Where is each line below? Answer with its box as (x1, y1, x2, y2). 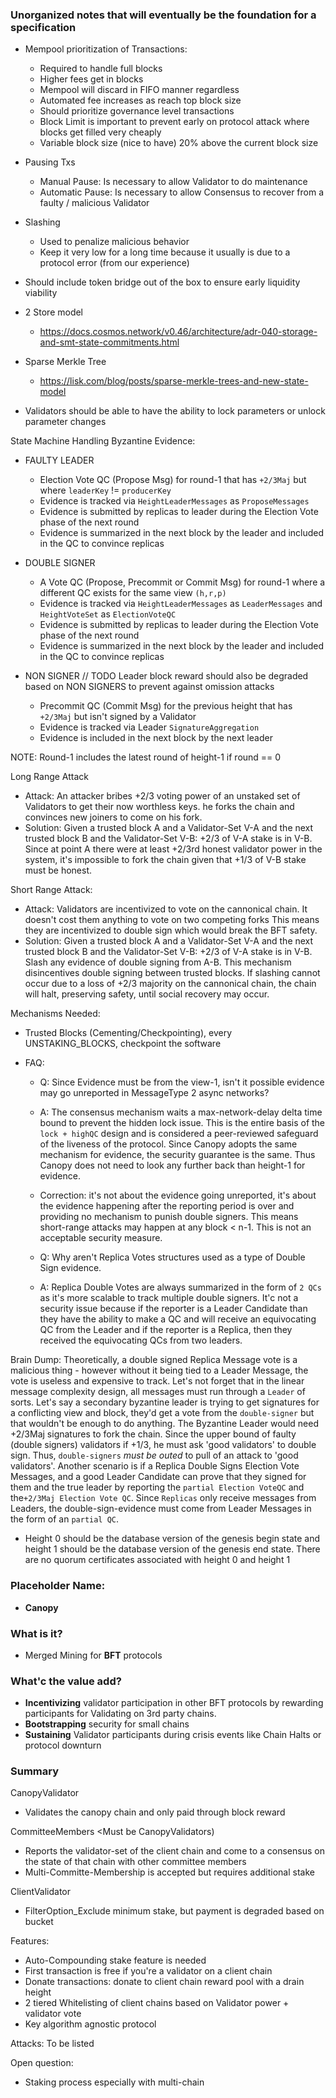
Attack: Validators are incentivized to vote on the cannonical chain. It (24, 903, 308, 915)
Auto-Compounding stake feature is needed (24, 1954, 207, 1967)
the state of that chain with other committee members (24, 1856, 247, 1868)
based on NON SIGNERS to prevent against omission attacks (24, 681, 275, 693)
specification (10, 20, 77, 34)
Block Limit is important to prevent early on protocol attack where (39, 116, 310, 128)
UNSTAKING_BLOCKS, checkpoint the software (24, 1038, 222, 1050)
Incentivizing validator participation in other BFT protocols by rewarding (24, 1697, 324, 1709)
